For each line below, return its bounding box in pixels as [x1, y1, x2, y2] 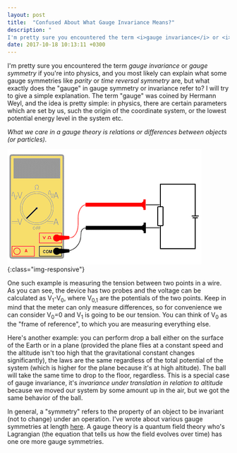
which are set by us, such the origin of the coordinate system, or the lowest [7, 107, 227, 115]
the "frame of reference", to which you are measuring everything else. [7, 319, 211, 328]
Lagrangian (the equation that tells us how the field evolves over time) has [7, 430, 222, 438]
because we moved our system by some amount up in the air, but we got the [7, 386, 230, 394]
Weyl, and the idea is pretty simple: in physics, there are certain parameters [7, 99, 227, 107]
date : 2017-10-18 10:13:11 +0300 [7, 41, 106, 49]
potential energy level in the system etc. [7, 114, 123, 123]
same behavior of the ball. [7, 393, 83, 402]
